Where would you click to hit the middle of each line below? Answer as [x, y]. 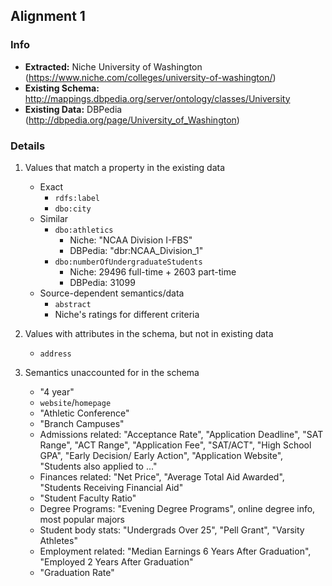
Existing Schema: [62, 88]
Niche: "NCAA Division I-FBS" [131, 240]
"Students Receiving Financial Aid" [111, 487]
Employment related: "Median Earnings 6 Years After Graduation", [175, 551]
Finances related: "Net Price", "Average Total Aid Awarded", [162, 476]
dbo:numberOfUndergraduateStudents [128, 262]
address [55, 354]
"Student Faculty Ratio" [88, 498]
